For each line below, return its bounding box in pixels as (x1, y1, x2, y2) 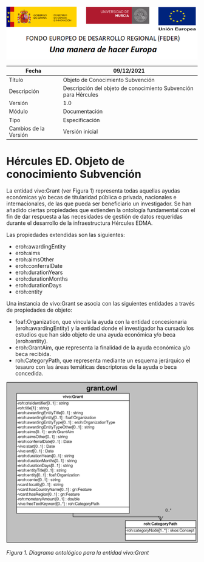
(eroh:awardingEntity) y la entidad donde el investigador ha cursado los (15, 324, 194, 332)
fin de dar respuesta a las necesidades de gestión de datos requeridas (6, 213, 183, 221)
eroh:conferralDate (15, 262, 63, 270)
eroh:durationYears (15, 269, 63, 276)
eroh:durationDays (15, 282, 62, 289)
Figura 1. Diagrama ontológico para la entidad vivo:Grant (6, 549, 149, 556)
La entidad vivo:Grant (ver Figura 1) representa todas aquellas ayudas (6, 187, 180, 194)
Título (8, 76, 24, 83)
